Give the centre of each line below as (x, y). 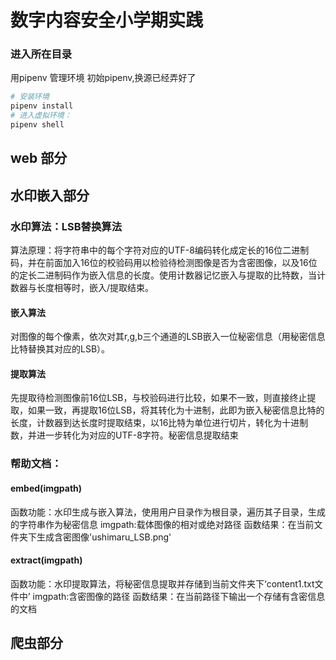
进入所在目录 (41, 54)
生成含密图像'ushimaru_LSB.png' (104, 537)
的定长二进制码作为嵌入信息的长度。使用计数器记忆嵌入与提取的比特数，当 (163, 275)
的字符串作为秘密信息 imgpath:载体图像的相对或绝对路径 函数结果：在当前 (162, 524)
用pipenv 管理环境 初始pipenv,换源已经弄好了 (103, 78)
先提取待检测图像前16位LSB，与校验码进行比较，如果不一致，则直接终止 (159, 398)
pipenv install (42, 106)
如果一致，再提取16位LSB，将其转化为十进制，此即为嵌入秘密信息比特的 (176, 410)
